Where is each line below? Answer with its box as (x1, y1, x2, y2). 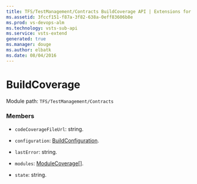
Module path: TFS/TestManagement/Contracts (6, 97, 114, 104)
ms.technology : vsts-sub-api (6, 25, 78, 31)
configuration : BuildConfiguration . (14, 137, 99, 144)
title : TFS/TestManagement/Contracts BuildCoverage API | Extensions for (6, 8, 192, 15)
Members (6, 112, 34, 120)
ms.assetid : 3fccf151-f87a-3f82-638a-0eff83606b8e (6, 14, 133, 20)
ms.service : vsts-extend (6, 31, 67, 37)
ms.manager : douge (6, 42, 51, 48)
